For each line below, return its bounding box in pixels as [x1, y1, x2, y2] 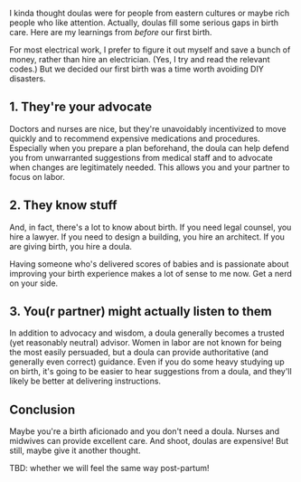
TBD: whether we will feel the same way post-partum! [9, 463, 210, 474]
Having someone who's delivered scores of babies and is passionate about [9, 258, 289, 269]
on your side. [9, 278, 59, 288]
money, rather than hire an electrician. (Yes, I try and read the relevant [9, 54, 270, 64]
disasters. [9, 73, 46, 84]
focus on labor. [9, 171, 66, 182]
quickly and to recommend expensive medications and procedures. [9, 133, 260, 144]
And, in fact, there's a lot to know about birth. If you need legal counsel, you [9, 222, 292, 232]
